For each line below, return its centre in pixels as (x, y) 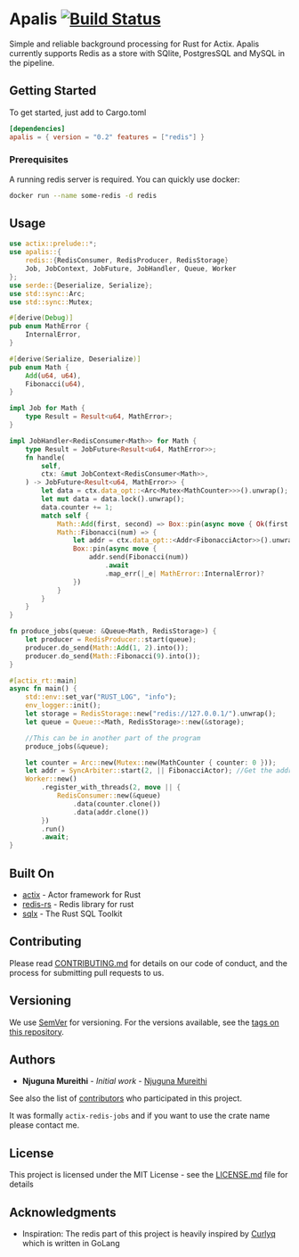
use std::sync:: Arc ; (48, 294)
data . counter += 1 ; (77, 507)
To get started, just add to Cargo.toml (78, 112)
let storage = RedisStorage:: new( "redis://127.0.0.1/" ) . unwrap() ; (151, 714)
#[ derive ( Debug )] (41, 318)
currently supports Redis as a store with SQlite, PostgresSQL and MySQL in (147, 53)
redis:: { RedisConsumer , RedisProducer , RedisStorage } (127, 260)
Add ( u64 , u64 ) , (53, 376)
